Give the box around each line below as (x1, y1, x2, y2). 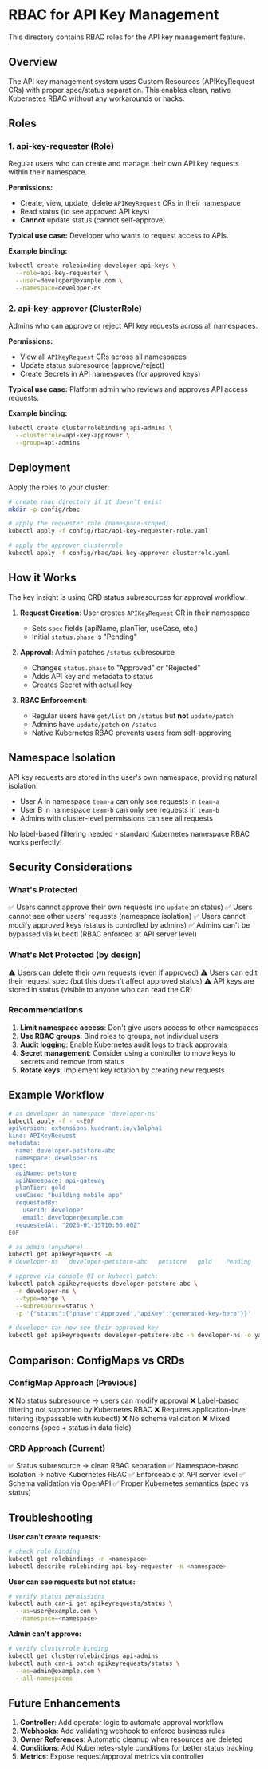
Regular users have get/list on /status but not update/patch (31, 710, 234, 721)
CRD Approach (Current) (8, 1442, 106, 1453)
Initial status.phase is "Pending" (31, 632, 137, 641)
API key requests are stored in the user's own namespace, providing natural (8, 772, 258, 781)
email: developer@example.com (22, 1213, 124, 1221)
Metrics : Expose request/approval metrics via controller (19, 1751, 204, 1761)
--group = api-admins (15, 438, 81, 447)
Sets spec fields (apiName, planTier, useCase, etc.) (31, 623, 199, 633)
